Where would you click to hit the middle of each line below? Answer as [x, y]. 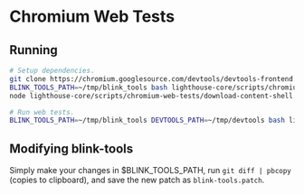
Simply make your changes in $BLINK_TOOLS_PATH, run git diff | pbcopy [151, 171]
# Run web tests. [42, 112]
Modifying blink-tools [71, 148]
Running [34, 50]
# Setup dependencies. [52, 70]
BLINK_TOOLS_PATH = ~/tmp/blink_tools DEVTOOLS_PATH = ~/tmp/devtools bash [147, 120]
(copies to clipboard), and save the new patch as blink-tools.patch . [137, 180]
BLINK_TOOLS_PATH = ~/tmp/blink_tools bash [89, 88]
